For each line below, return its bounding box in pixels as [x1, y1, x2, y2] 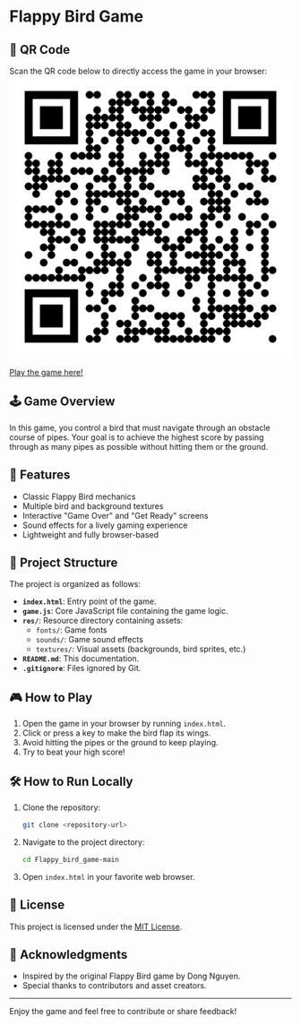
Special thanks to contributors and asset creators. [21, 980, 207, 991]
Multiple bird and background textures [21, 500, 164, 512]
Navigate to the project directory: [21, 836, 145, 848]
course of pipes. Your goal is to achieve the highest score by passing [9, 432, 264, 443]
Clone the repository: [21, 802, 101, 813]
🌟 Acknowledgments [9, 947, 128, 962]
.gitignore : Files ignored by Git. [21, 663, 142, 674]
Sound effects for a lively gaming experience [21, 520, 188, 530]
